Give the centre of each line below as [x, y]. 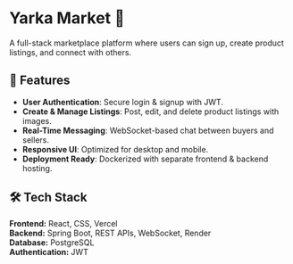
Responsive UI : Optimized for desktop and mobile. [115, 149]
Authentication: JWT [49, 252]
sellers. [35, 140]
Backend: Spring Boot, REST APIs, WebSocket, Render [110, 233]
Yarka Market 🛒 [67, 18]
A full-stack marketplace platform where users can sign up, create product [146, 43]
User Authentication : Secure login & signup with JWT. [122, 102]
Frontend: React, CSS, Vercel [63, 223]
